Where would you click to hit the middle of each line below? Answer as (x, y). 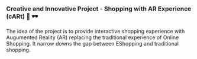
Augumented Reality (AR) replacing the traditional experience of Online (93, 37)
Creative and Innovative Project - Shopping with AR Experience (99, 9)
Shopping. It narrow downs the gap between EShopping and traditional (93, 44)
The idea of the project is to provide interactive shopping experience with (96, 32)
